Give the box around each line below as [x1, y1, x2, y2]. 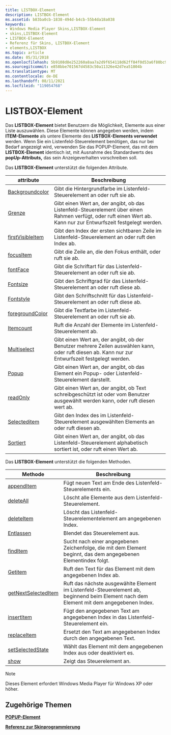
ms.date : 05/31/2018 [5, 55, 49, 60]
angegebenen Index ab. [63, 571, 120, 579]
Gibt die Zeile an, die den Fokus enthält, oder [54, 248, 161, 255]
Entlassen [8, 529, 32, 536]
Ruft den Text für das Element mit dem [63, 565, 155, 572]
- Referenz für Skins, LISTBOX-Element [5, 41, 90, 46]
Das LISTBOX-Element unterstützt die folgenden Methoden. [5, 458, 131, 465]
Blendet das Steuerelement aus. [63, 529, 140, 536]
